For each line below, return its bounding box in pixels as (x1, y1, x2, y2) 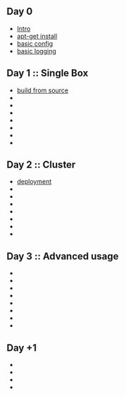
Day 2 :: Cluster (6, 159, 76, 171)
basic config (16, 39, 53, 48)
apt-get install (16, 32, 58, 40)
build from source (16, 86, 69, 94)
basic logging (16, 47, 57, 55)
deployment (16, 178, 52, 186)
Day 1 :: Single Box (6, 67, 89, 80)
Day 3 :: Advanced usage (6, 250, 119, 262)
